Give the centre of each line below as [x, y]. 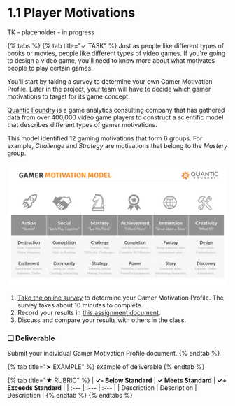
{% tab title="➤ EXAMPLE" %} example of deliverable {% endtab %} [106, 367]
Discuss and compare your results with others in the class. [102, 320]
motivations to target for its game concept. [69, 96]
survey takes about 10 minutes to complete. [80, 305]
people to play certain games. [50, 68]
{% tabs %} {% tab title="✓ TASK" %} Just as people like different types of [116, 45]
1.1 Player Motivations [71, 13]
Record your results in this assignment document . [89, 312]
